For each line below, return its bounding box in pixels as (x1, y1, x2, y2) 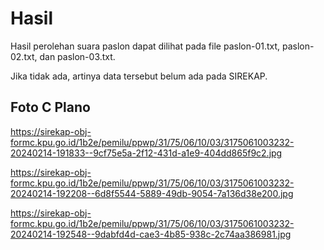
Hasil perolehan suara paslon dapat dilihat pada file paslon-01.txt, (10, 40, 281, 52)
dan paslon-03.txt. (39, 50, 116, 62)
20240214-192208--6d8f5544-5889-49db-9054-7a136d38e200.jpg (10, 187, 294, 199)
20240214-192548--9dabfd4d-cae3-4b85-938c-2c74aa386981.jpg (10, 228, 292, 240)
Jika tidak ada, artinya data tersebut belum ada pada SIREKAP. (10, 70, 268, 82)
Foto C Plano (10, 99, 91, 116)
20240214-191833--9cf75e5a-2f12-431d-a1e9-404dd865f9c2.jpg (10, 147, 283, 159)
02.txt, (10, 50, 38, 62)
